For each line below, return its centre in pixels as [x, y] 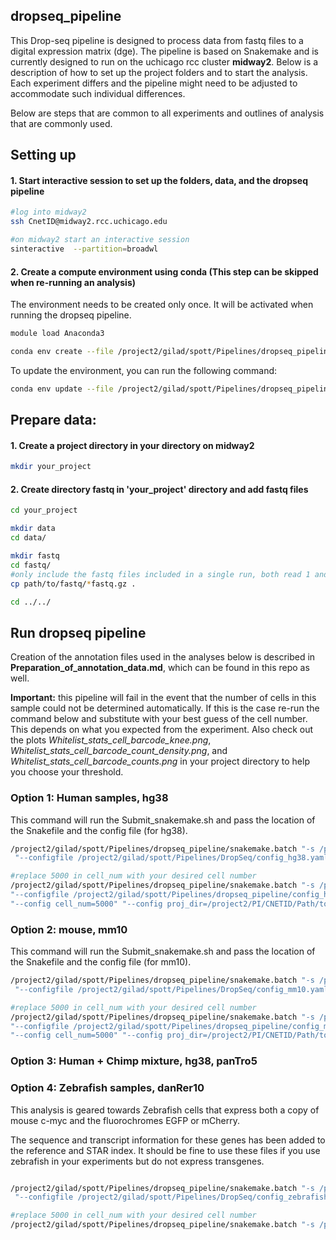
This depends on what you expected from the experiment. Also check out [162, 730]
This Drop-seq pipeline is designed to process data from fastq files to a [157, 40]
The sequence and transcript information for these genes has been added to [168, 1140]
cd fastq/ [31, 565]
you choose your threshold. [67, 772]
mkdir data [33, 529]
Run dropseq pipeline [78, 632]
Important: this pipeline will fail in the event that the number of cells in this [163, 698]
